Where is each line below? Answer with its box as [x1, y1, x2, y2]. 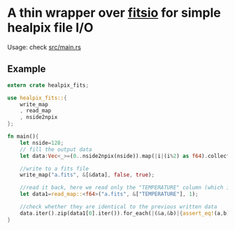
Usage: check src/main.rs [7, 43, 82, 51]
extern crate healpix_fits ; [7, 82, 90, 89]
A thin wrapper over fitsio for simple [7, 5, 222, 21]
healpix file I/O [7, 20, 94, 36]
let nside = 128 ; [20, 139, 64, 146]
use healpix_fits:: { [7, 94, 68, 101]
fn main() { [7, 133, 39, 140]
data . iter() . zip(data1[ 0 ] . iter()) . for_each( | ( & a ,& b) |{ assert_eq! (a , [20, 210, 224, 217]
